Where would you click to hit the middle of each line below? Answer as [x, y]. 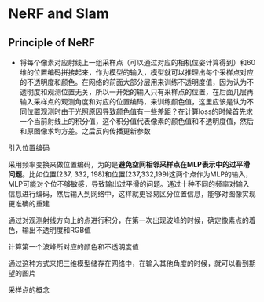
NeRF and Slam [59, 14]
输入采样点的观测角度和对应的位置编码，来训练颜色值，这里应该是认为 [133, 102]
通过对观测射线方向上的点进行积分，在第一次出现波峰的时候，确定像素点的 [128, 220]
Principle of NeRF [52, 43]
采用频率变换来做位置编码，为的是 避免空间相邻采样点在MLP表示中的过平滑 [129, 164]
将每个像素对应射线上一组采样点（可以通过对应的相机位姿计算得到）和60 [137, 62]
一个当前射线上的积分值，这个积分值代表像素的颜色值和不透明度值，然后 [136, 121]
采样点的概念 [29, 290]
